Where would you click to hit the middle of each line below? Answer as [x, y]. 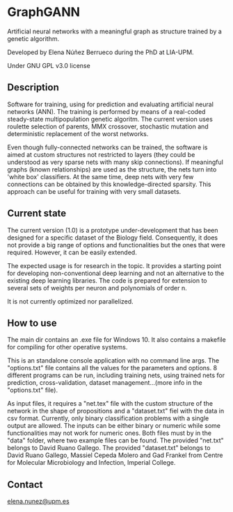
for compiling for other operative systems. [67, 347]
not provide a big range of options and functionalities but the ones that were [116, 245]
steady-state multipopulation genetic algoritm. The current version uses [110, 119]
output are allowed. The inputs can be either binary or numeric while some [114, 426]
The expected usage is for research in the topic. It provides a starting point [114, 265]
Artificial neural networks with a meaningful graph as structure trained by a [115, 31]
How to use [32, 323]
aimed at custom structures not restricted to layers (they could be [101, 154]
